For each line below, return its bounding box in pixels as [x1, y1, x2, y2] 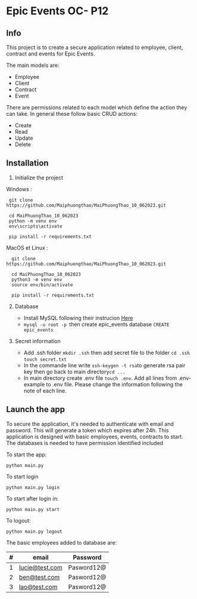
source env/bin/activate [11, 282, 73, 288]
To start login [6, 473, 39, 480]
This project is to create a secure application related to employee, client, [6, 44, 183, 51]
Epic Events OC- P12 [6, 4, 109, 18]
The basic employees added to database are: [6, 539, 117, 546]
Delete [14, 141, 32, 148]
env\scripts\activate [8, 223, 62, 229]
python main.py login [6, 484, 60, 490]
